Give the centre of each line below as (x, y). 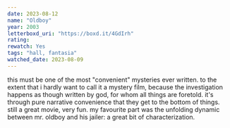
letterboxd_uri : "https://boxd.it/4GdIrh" (71, 33)
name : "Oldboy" (30, 20)
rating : (19, 40)
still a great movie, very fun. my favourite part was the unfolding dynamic (114, 109)
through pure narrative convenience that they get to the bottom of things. (114, 102)
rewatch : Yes (26, 46)
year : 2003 (23, 27)
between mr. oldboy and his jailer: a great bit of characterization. (101, 117)
